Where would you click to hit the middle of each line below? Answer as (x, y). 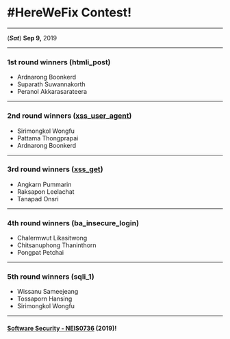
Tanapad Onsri (38, 199)
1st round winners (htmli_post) (59, 62)
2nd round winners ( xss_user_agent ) (69, 116)
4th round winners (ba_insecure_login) (73, 223)
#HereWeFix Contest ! (69, 13)
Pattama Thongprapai (48, 138)
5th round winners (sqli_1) (51, 277)
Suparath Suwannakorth (51, 84)
